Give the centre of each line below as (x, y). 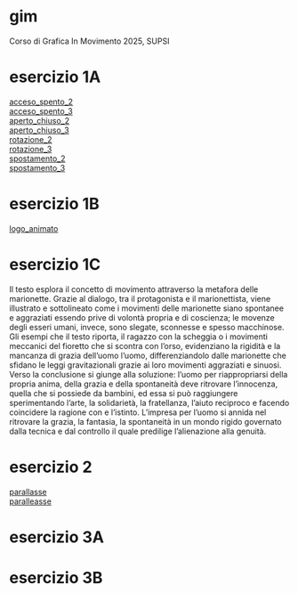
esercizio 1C (55, 264)
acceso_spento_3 (41, 111)
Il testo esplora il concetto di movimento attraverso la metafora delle (134, 289)
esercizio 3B (56, 578)
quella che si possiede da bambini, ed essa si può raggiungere (124, 393)
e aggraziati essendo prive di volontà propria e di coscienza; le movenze (142, 317)
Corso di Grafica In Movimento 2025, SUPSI (89, 41)
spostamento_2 (37, 158)
